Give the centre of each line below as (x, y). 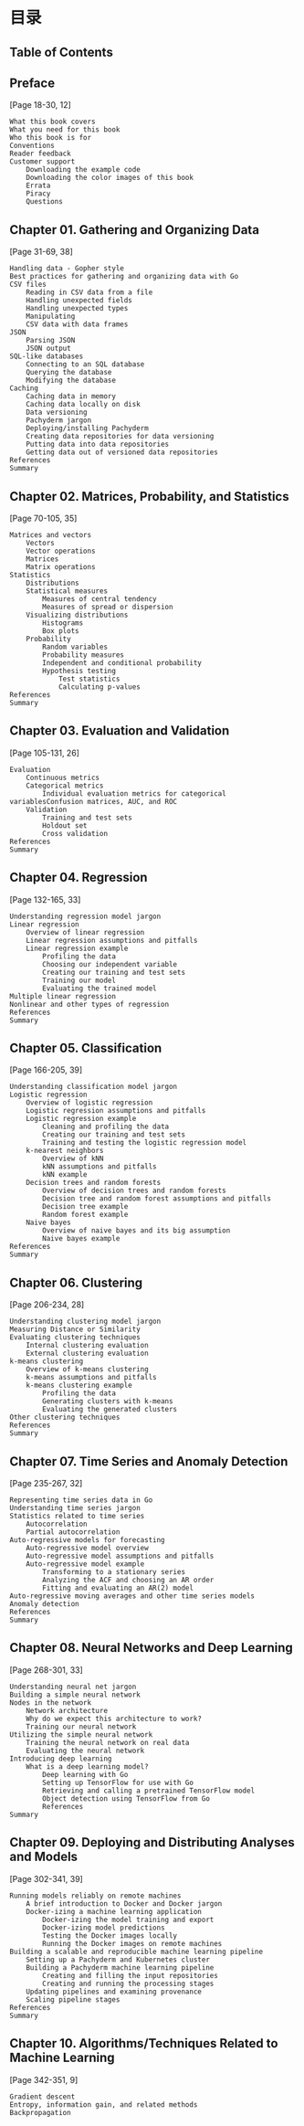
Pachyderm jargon (59, 420)
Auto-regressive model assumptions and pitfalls (120, 1556)
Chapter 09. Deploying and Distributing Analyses (152, 1842)
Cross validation (75, 833)
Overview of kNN (73, 1159)
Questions (45, 202)
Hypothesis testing (79, 672)
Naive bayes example (81, 1239)
